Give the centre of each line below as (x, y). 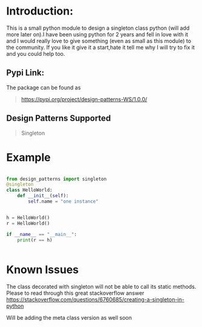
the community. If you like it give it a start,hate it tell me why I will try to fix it (101, 47)
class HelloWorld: (29, 190)
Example (28, 157)
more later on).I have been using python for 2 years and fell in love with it (97, 34)
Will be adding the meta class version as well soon (69, 318)
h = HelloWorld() (28, 217)
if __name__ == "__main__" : (42, 234)
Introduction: (40, 11)
